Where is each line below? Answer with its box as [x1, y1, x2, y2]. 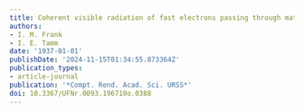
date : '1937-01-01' [9, 47, 83, 56]
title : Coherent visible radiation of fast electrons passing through [9, 13, 281, 23]
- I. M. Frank [9, 30, 63, 39]
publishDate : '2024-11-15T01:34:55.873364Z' [9, 55, 180, 64]
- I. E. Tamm [9, 38, 59, 48]
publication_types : [9, 64, 83, 73]
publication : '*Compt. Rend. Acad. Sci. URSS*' [9, 80, 193, 89]
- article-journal [9, 72, 79, 81]
